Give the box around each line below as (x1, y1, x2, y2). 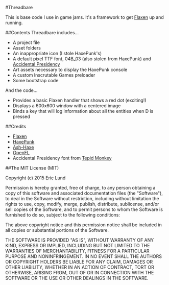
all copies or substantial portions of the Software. (5, 227, 109, 233)
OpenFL (12, 150, 30, 155)
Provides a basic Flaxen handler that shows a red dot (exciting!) (12, 97, 147, 103)
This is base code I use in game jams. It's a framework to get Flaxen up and (5, 14, 164, 20)
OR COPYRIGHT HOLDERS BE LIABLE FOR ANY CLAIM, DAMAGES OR (5, 259, 153, 265)
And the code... (5, 87, 38, 93)
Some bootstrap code (12, 78, 59, 83)
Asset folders (12, 45, 41, 51)
